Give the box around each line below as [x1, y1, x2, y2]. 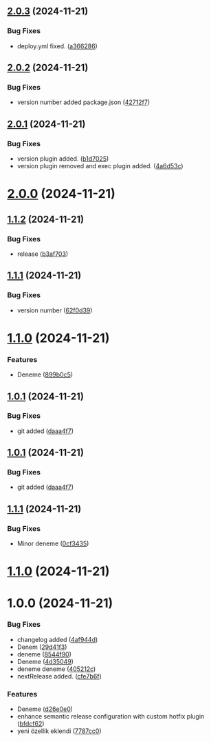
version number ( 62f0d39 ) [16, 306, 93, 314]
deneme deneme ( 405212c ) [16, 665, 96, 673]
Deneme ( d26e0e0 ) [16, 705, 74, 713]
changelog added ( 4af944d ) [16, 635, 98, 643]
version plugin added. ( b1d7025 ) [16, 154, 109, 163]
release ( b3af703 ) [16, 250, 69, 258]
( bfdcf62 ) [16, 720, 45, 728]
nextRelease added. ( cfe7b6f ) [16, 672, 102, 680]
